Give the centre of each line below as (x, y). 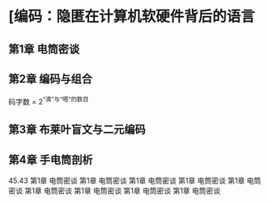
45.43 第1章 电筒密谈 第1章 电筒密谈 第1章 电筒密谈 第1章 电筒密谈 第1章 (127, 181)
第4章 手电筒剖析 (51, 160)
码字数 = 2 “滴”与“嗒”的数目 (49, 101)
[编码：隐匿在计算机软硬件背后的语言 (132, 17)
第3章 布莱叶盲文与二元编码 (77, 130)
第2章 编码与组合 (51, 79)
